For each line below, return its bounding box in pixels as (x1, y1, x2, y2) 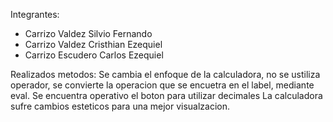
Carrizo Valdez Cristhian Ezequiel (24, 39, 163, 50)
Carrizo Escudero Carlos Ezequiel (24, 49, 164, 61)
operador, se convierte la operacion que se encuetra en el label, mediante (10, 79, 315, 91)
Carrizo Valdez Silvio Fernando (24, 28, 153, 39)
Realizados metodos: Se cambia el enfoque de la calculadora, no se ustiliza (10, 69, 321, 80)
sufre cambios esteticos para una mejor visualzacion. (10, 100, 231, 112)
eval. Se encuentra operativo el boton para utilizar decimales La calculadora (10, 90, 323, 101)
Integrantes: (10, 9, 60, 20)
